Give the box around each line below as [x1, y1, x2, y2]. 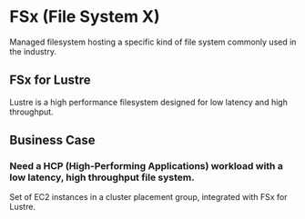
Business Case [9, 133, 96, 148]
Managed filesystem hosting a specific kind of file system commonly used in [9, 36, 297, 47]
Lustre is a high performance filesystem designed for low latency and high [9, 96, 289, 107]
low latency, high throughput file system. [9, 171, 195, 184]
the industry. [9, 45, 57, 56]
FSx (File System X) [9, 6, 161, 27]
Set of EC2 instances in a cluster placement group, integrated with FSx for [9, 192, 288, 203]
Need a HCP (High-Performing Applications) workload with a [9, 160, 284, 173]
